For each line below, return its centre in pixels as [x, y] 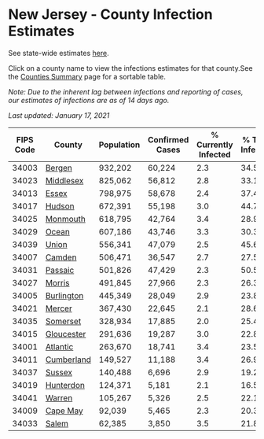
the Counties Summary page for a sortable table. [87, 76]
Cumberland [68, 360]
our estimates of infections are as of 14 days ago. [89, 100]
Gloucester [66, 334]
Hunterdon [65, 385]
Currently [214, 145]
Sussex [59, 372]
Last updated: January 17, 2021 [59, 115]
